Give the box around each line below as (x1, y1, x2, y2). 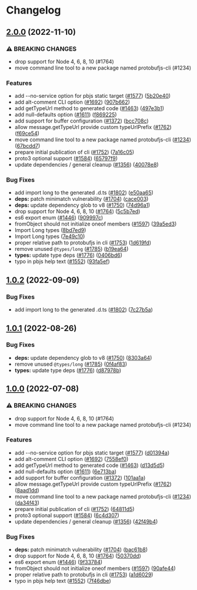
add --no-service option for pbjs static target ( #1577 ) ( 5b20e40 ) (14, 92, 171, 100)
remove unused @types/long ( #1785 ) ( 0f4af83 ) (14, 360, 128, 367)
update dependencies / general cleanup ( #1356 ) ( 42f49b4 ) (14, 518, 158, 525)
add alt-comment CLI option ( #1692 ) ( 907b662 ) (14, 98, 131, 106)
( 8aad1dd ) (14, 486, 39, 493)
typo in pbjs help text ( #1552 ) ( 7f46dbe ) (14, 578, 112, 585)
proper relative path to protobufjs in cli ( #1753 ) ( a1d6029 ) (14, 571, 153, 578)
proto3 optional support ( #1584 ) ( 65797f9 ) (14, 155, 118, 162)
